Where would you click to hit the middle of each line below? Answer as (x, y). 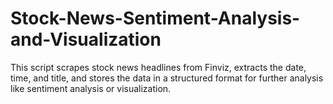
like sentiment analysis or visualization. (91, 88)
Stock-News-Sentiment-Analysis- (155, 18)
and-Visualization (86, 39)
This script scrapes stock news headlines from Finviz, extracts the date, (158, 67)
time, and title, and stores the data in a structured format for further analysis (167, 78)
